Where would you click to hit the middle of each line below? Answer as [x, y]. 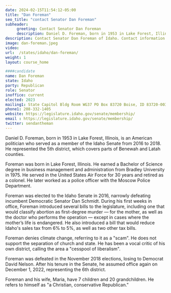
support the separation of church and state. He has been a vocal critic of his [85, 243]
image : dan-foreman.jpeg [32, 43]
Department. [19, 185]
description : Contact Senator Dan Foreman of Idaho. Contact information [85, 39]
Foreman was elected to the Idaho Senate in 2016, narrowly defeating [78, 195]
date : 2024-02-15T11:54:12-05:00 [41, 10]
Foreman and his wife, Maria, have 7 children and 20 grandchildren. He [80, 279]
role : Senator [20, 90]
